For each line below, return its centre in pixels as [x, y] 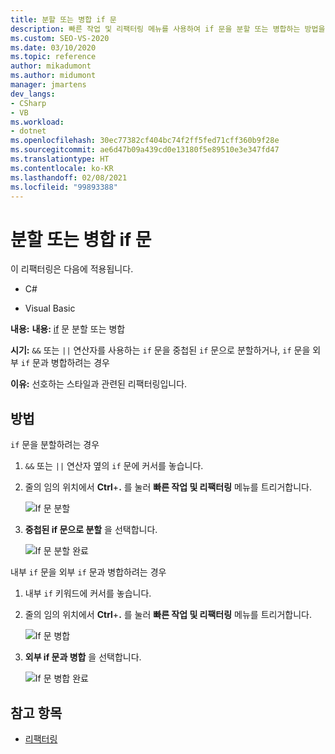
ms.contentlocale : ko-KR [62, 168]
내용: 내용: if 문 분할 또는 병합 [68, 329]
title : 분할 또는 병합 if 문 [63, 19]
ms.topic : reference [53, 57]
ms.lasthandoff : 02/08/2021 [69, 177]
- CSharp [28, 103]
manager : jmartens [48, 85]
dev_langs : [33, 94]
